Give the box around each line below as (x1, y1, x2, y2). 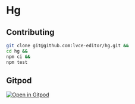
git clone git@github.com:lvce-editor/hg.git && (6, 43, 129, 48)
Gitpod (6, 75, 32, 86)
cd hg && (6, 48, 28, 54)
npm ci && (6, 54, 31, 60)
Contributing (6, 27, 55, 37)
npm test (6, 59, 28, 65)
